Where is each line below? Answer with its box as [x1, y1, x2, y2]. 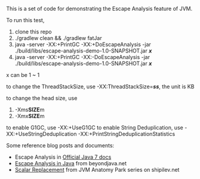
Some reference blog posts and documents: [6, 142, 115, 149]
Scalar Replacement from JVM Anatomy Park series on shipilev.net [14, 166, 180, 173]
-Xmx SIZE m [14, 113, 45, 119]
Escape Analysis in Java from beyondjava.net [14, 160, 127, 166]
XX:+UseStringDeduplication [6, 131, 77, 137]
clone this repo [14, 28, 52, 35]
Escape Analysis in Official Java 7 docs [14, 153, 112, 161]
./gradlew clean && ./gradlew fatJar [14, 35, 103, 41]
